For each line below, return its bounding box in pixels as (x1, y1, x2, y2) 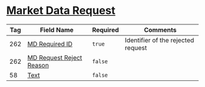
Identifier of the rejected (124, 36, 195, 44)
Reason (27, 61, 49, 69)
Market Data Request (6, 4, 116, 18)
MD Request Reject (27, 53, 82, 61)
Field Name (40, 26, 74, 34)
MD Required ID (27, 40, 73, 48)
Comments (143, 26, 177, 34)
